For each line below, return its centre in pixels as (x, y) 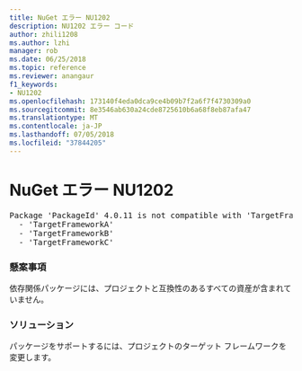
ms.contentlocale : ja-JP (56, 127)
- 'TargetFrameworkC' (66, 242)
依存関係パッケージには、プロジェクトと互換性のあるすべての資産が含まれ (147, 287)
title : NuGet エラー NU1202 (60, 18)
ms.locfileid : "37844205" (58, 143)
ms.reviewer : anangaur (52, 76)
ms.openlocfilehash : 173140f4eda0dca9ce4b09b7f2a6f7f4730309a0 (130, 101)
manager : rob (34, 51)
